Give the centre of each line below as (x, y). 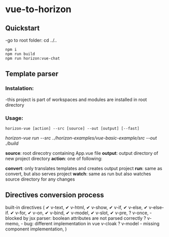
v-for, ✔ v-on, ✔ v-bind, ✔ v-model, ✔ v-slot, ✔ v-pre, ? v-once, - (83, 213)
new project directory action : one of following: (54, 158)
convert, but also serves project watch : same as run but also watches (78, 174)
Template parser (32, 74)
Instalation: (20, 88)
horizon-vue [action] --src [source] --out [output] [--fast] (72, 128)
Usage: (14, 118)
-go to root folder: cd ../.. (31, 40)
